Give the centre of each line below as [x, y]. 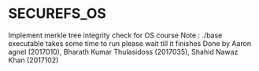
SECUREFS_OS [57, 14]
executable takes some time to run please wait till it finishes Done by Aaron [130, 43]
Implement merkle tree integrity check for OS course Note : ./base [115, 35]
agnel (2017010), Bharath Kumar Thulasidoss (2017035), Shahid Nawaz [123, 51]
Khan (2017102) [33, 60]
